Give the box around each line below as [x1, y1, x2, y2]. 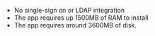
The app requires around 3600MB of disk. [13, 21, 137, 29]
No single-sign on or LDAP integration [13, 6, 125, 14]
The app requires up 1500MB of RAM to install [13, 13, 149, 22]
